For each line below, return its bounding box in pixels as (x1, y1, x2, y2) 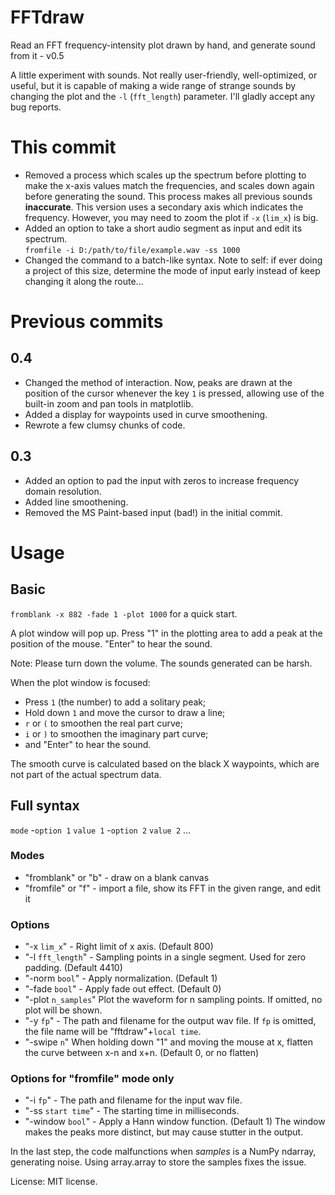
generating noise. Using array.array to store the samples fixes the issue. (10, 1156, 307, 1168)
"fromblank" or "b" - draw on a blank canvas (24, 871, 210, 883)
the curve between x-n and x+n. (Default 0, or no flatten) (24, 1047, 260, 1059)
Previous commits (10, 311, 164, 333)
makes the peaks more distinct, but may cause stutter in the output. (24, 1126, 304, 1138)
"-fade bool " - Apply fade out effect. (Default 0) (24, 983, 222, 995)
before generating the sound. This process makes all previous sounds (24, 190, 313, 202)
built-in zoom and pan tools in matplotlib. (24, 397, 194, 410)
